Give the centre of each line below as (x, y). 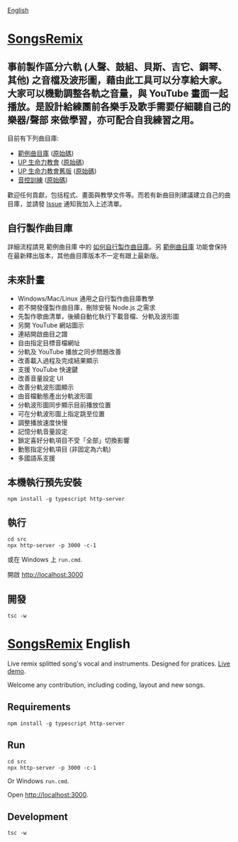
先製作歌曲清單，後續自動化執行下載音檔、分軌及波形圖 (98, 316)
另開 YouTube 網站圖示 (51, 325)
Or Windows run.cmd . (38, 781)
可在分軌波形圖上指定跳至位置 (61, 413)
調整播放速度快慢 (42, 422)
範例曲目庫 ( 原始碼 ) (46, 153)
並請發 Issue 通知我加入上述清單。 (76, 204)
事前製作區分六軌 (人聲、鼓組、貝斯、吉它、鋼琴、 (117, 67)
